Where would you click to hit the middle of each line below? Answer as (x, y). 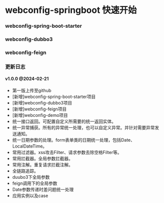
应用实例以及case (30, 196)
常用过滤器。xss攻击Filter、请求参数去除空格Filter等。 (67, 152)
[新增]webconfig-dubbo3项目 (42, 103)
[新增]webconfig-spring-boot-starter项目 (54, 97)
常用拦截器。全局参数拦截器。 (42, 158)
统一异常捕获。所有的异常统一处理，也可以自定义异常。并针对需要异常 (83, 128)
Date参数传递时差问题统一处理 (43, 190)
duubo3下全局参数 (31, 177)
